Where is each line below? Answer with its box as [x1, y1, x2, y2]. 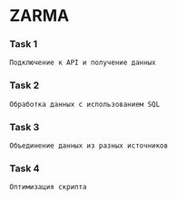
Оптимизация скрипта [9, 183, 88, 192]
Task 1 [9, 38, 38, 51]
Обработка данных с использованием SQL [9, 100, 161, 109]
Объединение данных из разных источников [9, 141, 169, 150]
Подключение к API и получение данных [9, 58, 156, 68]
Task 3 [9, 120, 40, 133]
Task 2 [9, 79, 40, 91]
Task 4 [9, 162, 40, 175]
